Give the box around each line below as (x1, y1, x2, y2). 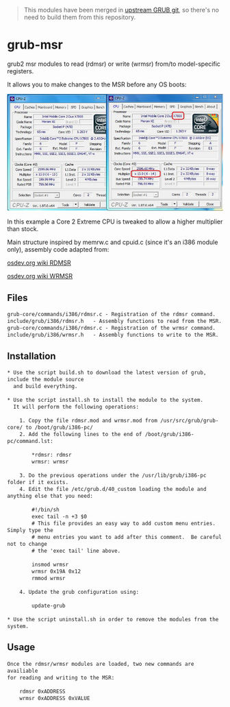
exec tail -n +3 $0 (31, 513, 88, 520)
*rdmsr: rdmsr (31, 451, 72, 458)
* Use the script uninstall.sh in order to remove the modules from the (7, 616, 219, 623)
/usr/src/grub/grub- (159, 417, 219, 424)
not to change (7, 540, 48, 547)
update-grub (31, 602, 66, 609)
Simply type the (7, 527, 53, 534)
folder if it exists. (7, 479, 69, 486)
